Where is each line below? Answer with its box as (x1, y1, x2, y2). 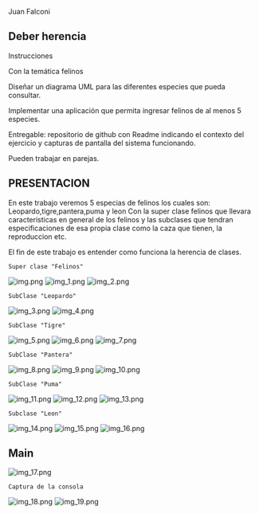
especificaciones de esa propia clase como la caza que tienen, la (8, 223, 223, 233)
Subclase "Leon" (8, 410, 62, 418)
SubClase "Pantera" (8, 351, 73, 359)
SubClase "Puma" (8, 380, 62, 388)
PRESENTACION (8, 177, 90, 190)
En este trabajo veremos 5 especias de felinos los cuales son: (8, 198, 211, 207)
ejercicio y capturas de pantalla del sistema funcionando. (8, 138, 196, 147)
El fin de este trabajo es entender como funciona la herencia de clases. (8, 247, 241, 257)
